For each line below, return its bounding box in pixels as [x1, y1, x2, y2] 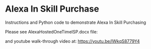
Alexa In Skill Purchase [5, 3, 99, 15]
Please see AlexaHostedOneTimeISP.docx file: [5, 29, 98, 34]
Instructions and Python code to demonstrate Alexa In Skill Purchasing [5, 19, 146, 25]
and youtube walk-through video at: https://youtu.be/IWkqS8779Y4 [5, 38, 140, 44]
